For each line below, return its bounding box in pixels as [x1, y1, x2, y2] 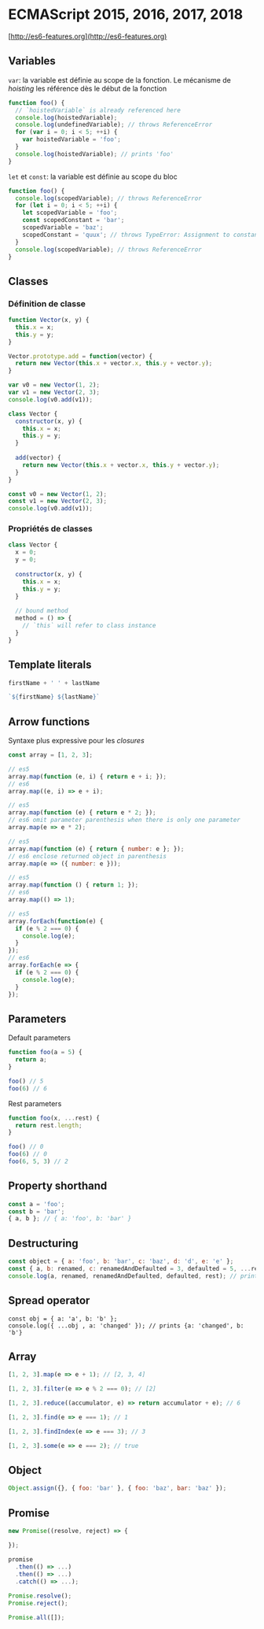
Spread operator [8, 1294, 90, 1308]
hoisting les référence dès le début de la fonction [8, 83, 167, 93]
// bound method [15, 607, 68, 615]
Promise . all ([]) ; [8, 1614, 65, 1622]
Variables [8, 54, 57, 68]
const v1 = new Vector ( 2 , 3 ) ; [8, 498, 108, 505]
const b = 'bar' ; [8, 1207, 65, 1216]
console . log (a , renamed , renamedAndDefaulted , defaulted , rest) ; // [8, 1272, 237, 1280]
